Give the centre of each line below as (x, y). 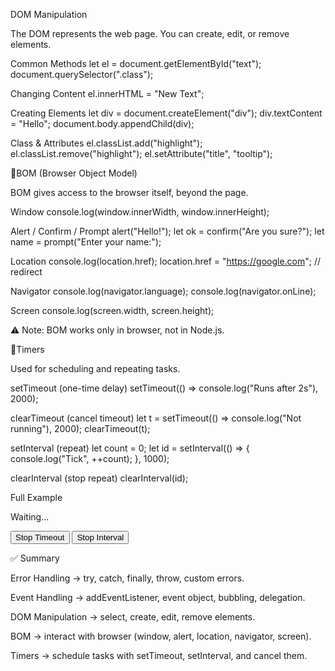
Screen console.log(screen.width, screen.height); (112, 310)
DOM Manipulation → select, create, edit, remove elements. (133, 617)
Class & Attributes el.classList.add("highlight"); (106, 143)
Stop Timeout (40, 537)
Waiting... (30, 517)
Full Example (36, 497)
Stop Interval (100, 537)
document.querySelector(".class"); (82, 74)
